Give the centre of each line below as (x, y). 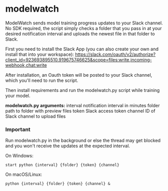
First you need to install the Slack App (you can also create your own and (82, 49)
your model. (18, 95)
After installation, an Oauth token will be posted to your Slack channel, (79, 75)
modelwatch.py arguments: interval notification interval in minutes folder (83, 105)
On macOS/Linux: (24, 174)
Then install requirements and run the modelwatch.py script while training (82, 90)
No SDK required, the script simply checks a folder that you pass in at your (83, 28)
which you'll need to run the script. (42, 80)
